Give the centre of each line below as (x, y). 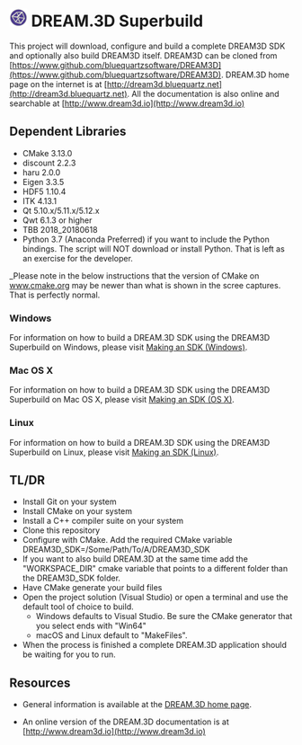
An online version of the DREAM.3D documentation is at (125, 722)
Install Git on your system (69, 501)
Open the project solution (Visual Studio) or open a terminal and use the (155, 598)
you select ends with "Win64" (91, 626)
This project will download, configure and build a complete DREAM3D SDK (147, 46)
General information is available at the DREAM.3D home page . (137, 705)
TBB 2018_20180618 (60, 229)
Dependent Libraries (68, 132)
